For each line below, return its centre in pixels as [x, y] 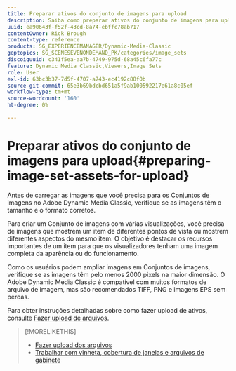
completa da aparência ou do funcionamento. [73, 253]
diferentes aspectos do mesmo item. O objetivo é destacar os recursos [110, 238]
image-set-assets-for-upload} [98, 176]
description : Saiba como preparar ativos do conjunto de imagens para [113, 20]
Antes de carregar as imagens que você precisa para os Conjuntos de [109, 195]
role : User [23, 72]
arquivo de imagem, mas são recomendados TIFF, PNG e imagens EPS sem [117, 289]
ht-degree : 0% [28, 105]
